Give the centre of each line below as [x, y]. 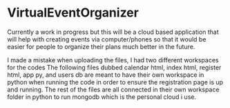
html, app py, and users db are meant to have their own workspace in [106, 75]
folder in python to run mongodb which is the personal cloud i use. [102, 97]
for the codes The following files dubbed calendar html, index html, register [114, 67]
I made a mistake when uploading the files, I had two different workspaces [113, 60]
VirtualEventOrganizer [73, 13]
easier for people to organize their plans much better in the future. [101, 46]
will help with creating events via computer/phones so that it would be [107, 39]
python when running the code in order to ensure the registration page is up [115, 82]
